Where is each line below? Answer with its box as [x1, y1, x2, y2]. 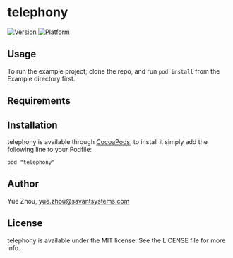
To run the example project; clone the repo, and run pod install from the [7, 66, 220, 75]
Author [7, 178, 39, 190]
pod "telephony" [7, 158, 55, 166]
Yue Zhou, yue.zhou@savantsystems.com [7, 197, 130, 205]
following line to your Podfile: [7, 145, 92, 153]
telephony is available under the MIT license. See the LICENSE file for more [7, 236, 226, 245]
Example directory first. [7, 74, 76, 83]
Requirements [7, 95, 71, 107]
